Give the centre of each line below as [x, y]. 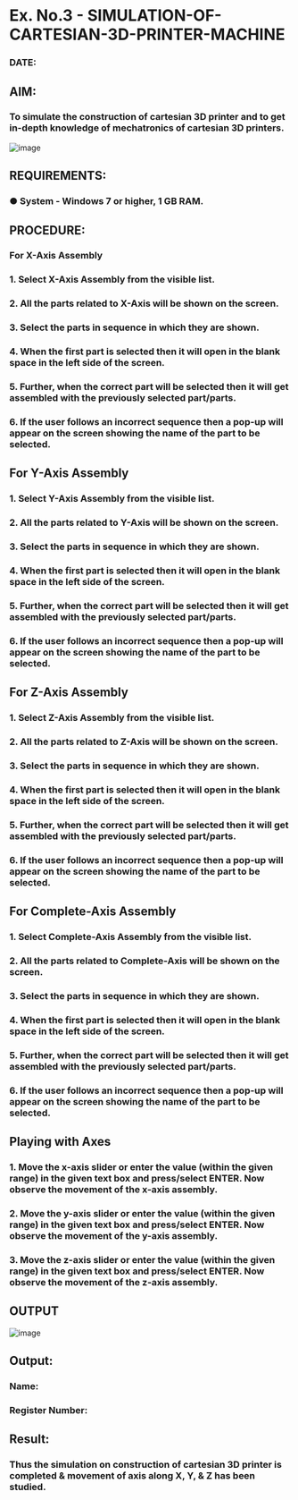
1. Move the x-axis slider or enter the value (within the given [141, 1167]
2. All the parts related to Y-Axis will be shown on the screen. [144, 522]
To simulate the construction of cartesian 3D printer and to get [147, 117]
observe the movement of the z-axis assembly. [114, 1282]
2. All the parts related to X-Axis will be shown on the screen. [144, 303]
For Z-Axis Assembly [69, 693]
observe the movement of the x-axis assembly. [114, 1190]
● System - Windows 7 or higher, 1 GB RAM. [106, 201]
